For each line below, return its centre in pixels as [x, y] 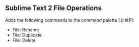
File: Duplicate [27, 35]
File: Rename [26, 30]
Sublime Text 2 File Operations [53, 8]
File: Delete [24, 40]
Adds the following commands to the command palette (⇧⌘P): [70, 20]
